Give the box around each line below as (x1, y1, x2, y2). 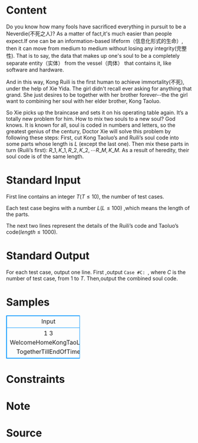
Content (6, 4, 47, 17)
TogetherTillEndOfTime (16, 347, 81, 356)
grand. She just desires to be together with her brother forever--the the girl (6, 91, 188, 98)
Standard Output (6, 249, 90, 262)
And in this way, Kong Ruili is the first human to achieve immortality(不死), (6, 78, 184, 86)
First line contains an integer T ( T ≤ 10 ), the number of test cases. (6, 193, 164, 200)
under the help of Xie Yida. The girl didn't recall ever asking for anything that (6, 85, 192, 92)
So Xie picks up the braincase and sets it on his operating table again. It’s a (6, 109, 189, 116)
